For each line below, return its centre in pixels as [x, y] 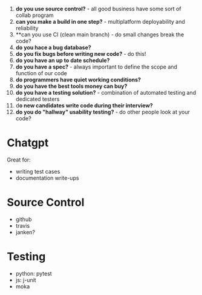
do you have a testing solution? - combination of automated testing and [106, 93]
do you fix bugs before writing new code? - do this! [81, 54]
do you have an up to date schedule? [63, 60]
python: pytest [34, 273]
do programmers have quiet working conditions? [78, 80]
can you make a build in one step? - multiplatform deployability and [100, 22]
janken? [25, 232]
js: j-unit [26, 280]
